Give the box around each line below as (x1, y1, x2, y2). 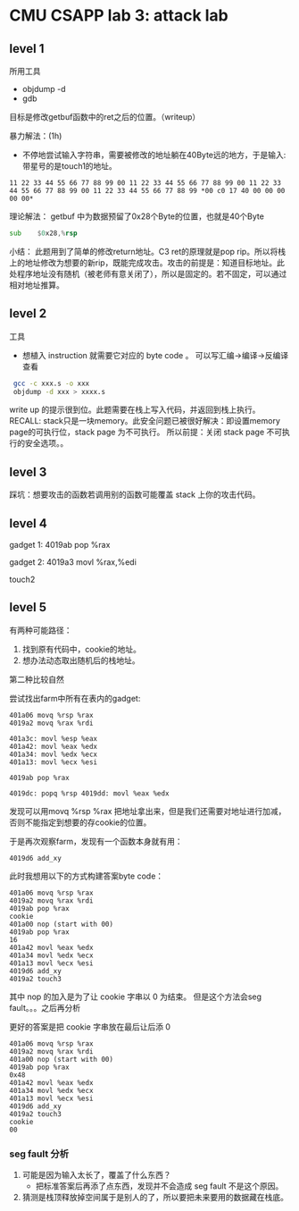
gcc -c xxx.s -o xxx (12, 379, 90, 388)
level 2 (9, 306, 47, 322)
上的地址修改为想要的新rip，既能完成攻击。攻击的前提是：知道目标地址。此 (9, 256, 286, 268)
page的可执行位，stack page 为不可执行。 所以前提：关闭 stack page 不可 (9, 426, 283, 438)
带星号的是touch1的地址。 (21, 161, 118, 171)
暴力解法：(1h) (9, 130, 62, 141)
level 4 (9, 516, 47, 531)
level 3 (9, 464, 47, 479)
